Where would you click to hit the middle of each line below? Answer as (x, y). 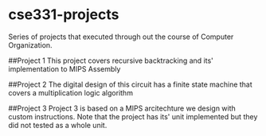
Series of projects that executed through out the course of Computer (121, 37)
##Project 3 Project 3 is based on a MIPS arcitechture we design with (122, 108)
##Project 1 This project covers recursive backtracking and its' (111, 60)
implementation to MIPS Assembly (65, 68)
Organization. (31, 45)
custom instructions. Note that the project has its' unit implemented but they (133, 116)
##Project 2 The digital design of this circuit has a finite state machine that (130, 84)
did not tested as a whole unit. (58, 125)
